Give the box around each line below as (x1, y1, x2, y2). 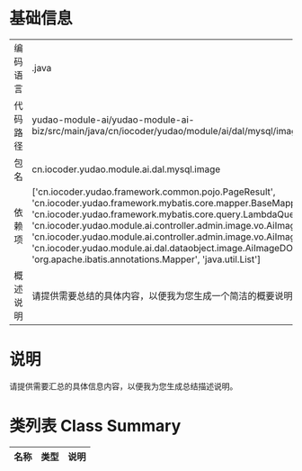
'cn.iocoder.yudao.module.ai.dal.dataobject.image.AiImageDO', (31, 241, 298, 254)
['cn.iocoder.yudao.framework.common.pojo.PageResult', (31, 186, 276, 198)
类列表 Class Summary (9, 416, 182, 437)
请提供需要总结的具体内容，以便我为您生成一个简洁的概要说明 (31, 289, 294, 302)
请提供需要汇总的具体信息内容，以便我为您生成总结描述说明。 (9, 380, 238, 392)
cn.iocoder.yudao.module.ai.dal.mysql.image (31, 163, 221, 176)
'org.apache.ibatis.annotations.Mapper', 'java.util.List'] (31, 253, 262, 266)
